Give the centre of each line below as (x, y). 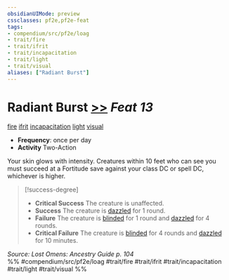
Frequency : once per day (54, 140)
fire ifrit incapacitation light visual (55, 126)
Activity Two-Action (47, 147)
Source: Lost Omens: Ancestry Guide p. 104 (71, 254)
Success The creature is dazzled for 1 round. (100, 211)
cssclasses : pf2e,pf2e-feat (48, 20)
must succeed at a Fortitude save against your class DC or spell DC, (106, 168)
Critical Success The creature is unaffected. (99, 204)
